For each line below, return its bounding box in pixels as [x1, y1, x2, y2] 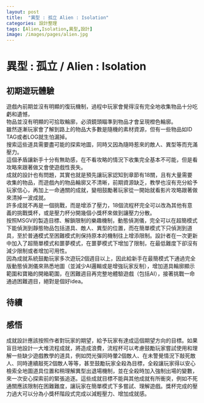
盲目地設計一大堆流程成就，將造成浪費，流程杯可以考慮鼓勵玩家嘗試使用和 [6, 345, 192, 352]
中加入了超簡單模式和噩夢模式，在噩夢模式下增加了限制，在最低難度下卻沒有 [6, 239, 198, 247]
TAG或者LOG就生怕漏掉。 [6, 133, 71, 140]
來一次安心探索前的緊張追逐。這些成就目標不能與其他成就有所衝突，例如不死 [6, 375, 198, 382]
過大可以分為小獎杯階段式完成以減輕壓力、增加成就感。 [11, 390, 150, 398]
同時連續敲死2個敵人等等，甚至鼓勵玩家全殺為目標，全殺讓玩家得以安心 [16, 360, 196, 367]
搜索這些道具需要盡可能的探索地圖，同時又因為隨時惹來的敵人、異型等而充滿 [6, 141, 198, 148]
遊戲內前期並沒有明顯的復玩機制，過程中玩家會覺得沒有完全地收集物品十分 [6, 103, 192, 110]
